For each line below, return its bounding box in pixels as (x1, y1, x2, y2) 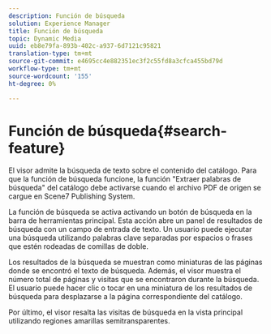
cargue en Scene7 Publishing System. (8, 191, 135, 201)
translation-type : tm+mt (8, 49, 92, 58)
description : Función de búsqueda (8, 11, 126, 20)
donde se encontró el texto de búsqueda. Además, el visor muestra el (8, 266, 242, 276)
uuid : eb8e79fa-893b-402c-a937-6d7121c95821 (8, 42, 161, 50)
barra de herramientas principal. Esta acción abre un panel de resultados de (8, 216, 263, 225)
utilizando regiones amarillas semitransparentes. (8, 316, 170, 326)
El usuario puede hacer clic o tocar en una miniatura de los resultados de (8, 283, 253, 293)
